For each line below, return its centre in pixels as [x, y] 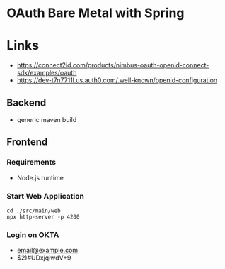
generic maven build [47, 119]
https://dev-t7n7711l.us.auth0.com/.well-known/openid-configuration [117, 80]
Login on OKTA [33, 234]
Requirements [31, 163]
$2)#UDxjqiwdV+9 [44, 258]
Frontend [27, 142]
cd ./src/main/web [34, 211]
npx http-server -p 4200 [43, 217]
